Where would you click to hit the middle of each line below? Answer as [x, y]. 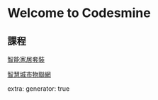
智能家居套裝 [26, 59]
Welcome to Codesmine [79, 13]
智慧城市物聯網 [29, 74]
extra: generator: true [39, 89]
